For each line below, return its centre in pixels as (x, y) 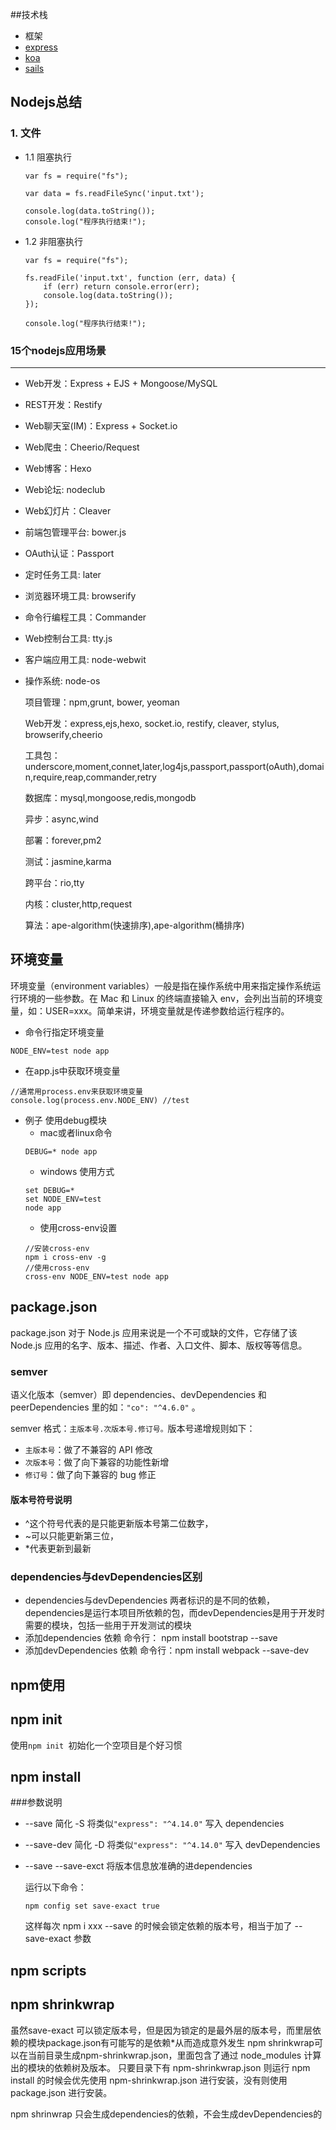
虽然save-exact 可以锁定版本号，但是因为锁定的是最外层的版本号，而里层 (161, 2030)
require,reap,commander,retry (95, 777)
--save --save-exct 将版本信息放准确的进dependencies (138, 1866)
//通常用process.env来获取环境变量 (76, 1091)
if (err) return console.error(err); (121, 286)
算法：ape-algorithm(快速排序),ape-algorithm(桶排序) (134, 925)
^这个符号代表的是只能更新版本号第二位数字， (119, 1524)
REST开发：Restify (63, 404)
